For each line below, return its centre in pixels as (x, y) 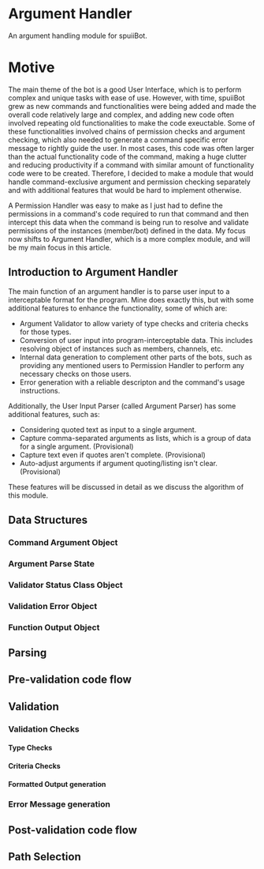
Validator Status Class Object (66, 585)
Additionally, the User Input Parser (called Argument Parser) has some (122, 406)
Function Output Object (54, 627)
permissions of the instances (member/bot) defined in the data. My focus (127, 231)
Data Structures (48, 520)
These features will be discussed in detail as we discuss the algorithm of (126, 487)
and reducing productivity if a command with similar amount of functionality (131, 165)
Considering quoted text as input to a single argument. (108, 429)
